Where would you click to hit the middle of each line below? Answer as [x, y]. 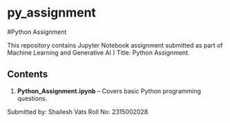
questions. [32, 98]
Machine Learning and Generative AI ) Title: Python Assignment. [98, 53]
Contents [28, 74]
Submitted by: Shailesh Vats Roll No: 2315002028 [78, 111]
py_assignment [52, 13]
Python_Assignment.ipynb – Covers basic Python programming [109, 91]
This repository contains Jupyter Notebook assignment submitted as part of [115, 45]
